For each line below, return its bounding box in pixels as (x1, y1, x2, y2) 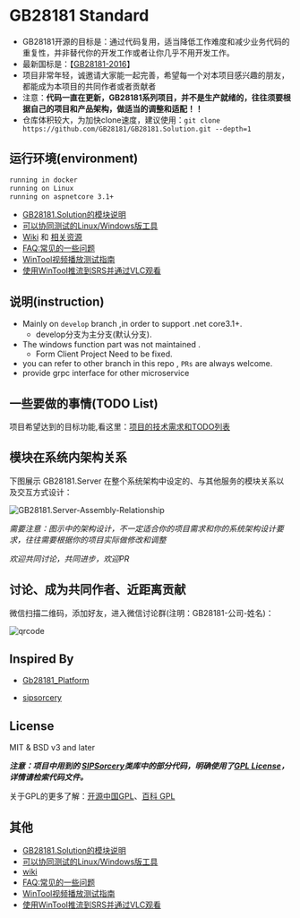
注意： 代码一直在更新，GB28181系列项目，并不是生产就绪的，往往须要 (21, 91, 284, 103)
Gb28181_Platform (21, 675, 90, 686)
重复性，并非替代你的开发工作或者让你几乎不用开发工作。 (21, 47, 235, 58)
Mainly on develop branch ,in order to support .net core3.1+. (21, 319, 243, 330)
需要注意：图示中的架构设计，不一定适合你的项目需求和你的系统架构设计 (9, 523, 276, 534)
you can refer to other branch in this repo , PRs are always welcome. (21, 358, 273, 369)
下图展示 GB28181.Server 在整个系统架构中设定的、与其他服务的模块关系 (9, 476, 277, 486)
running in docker (9, 176, 78, 184)
